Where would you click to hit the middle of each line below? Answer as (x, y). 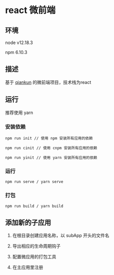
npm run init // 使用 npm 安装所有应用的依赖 (49, 138)
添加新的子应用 (28, 222)
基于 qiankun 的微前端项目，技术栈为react (48, 82)
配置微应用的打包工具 (34, 257)
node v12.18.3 (19, 42)
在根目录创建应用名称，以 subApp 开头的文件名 (61, 235)
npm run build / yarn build (34, 206)
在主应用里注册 (28, 267)
